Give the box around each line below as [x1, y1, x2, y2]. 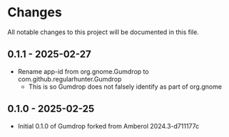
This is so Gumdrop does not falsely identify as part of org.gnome [28, 82, 223, 91]
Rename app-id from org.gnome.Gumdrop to [17, 67, 149, 75]
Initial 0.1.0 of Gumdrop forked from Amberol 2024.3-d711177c [17, 121, 200, 130]
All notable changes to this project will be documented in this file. [7, 28, 200, 36]
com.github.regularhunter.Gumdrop [17, 75, 122, 83]
